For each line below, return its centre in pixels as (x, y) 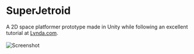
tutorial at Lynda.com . (32, 33)
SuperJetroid (39, 11)
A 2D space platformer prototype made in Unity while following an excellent (97, 27)
